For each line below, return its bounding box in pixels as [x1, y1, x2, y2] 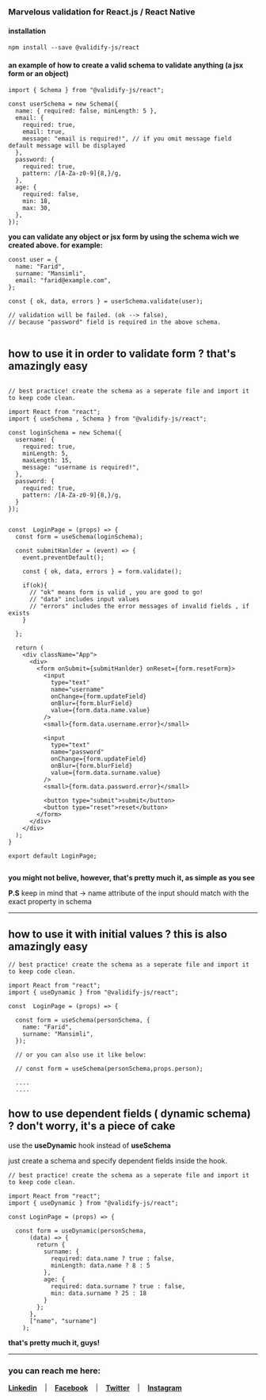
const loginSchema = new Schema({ [8, 429, 123, 437]
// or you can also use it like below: [15, 1050, 147, 1059]
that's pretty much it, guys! [8, 1337, 101, 1347]
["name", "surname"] [28, 1317, 97, 1325]
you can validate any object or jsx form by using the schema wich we [8, 232, 240, 242]
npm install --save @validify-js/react [8, 44, 140, 52]
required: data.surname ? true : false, [50, 1282, 186, 1291]
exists [8, 609, 30, 617]
